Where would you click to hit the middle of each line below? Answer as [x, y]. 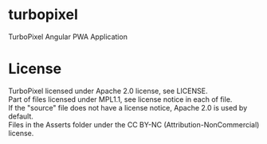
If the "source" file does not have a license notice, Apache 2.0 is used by [128, 107]
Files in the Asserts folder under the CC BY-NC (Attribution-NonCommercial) [134, 124]
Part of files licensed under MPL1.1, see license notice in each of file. [120, 99]
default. [21, 116]
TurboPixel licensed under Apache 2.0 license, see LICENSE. [108, 91]
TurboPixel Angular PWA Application [68, 37]
